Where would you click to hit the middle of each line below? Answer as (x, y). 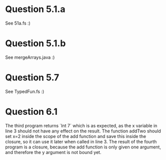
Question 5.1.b (35, 43)
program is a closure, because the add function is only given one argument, (83, 147)
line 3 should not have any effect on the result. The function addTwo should (83, 131)
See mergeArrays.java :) (30, 57)
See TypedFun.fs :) (25, 91)
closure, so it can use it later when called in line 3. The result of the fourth (81, 141)
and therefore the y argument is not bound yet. (53, 152)
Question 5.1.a (35, 9)
